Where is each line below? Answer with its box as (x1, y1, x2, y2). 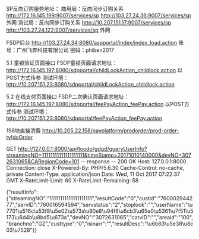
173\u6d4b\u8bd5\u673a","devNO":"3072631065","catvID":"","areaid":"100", (6, 214, 193, 221)
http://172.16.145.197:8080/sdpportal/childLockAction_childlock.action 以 (6, 67, 183, 73)
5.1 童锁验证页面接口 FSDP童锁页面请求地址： (6, 59, 118, 66)
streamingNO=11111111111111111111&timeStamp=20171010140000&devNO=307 (6, 151, 192, 159)
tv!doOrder (6, 134, 33, 141)
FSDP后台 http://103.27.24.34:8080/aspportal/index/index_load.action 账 (6, 39, 184, 46)
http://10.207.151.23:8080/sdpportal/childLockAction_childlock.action (6, 81, 175, 88)
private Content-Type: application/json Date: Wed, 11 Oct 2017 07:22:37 (6, 170, 181, 178)
